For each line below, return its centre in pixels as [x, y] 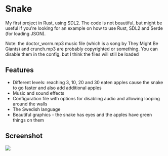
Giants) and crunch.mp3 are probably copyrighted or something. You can [81, 49]
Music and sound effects [38, 93]
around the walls [30, 104]
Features [19, 70]
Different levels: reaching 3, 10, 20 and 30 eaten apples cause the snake [88, 82]
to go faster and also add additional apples [57, 88]
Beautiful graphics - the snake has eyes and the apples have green [82, 114]
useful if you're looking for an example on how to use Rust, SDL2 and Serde [84, 28]
